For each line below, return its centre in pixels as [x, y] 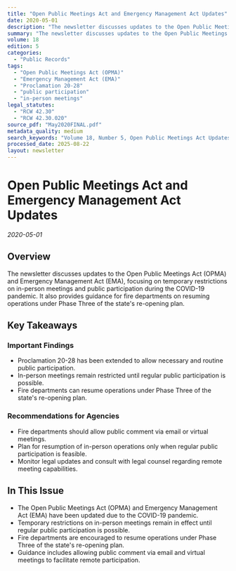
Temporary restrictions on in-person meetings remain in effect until [114, 523]
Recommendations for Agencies [64, 416]
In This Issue [36, 491]
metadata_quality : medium [45, 131]
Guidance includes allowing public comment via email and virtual [111, 552]
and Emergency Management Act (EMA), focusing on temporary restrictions [117, 281]
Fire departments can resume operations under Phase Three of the [114, 391]
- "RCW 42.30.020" [41, 118]
